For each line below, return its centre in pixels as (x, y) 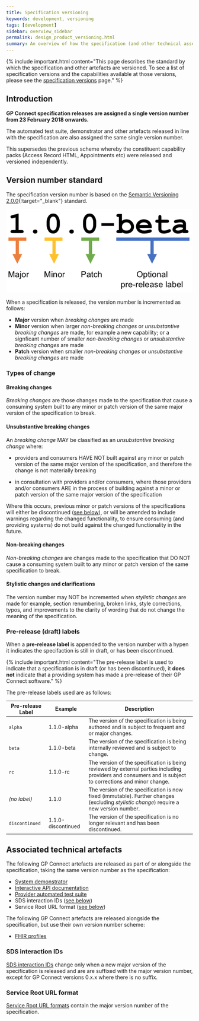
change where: (25, 446)
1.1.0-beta (62, 748)
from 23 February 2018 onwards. (47, 119)
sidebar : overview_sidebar (39, 31)
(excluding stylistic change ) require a (134, 802)
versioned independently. (37, 161)
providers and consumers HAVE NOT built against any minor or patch (99, 457)
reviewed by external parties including (135, 769)
